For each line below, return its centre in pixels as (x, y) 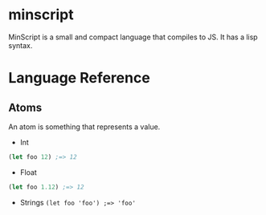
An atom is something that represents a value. (84, 127)
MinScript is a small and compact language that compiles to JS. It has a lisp (133, 37)
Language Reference (79, 78)
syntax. (20, 45)
